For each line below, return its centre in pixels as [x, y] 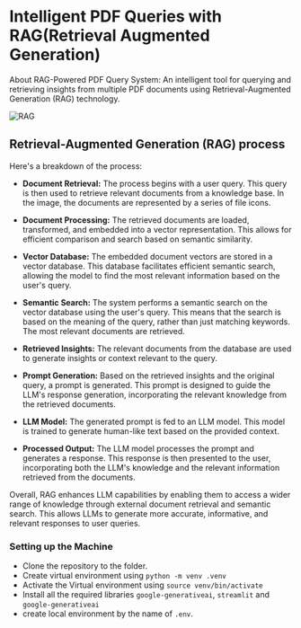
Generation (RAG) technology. [65, 98]
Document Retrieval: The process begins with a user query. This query [155, 183]
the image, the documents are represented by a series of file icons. [146, 202]
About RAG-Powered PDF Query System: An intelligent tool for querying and [150, 79]
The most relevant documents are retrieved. [104, 331]
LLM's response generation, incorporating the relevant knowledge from [155, 394]
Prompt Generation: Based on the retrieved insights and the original [148, 376]
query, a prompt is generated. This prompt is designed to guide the [146, 385]
